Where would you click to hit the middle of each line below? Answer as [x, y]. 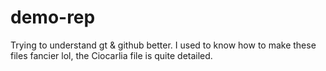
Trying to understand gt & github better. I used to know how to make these [163, 45]
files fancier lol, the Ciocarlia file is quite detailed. [111, 55]
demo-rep [53, 17]
